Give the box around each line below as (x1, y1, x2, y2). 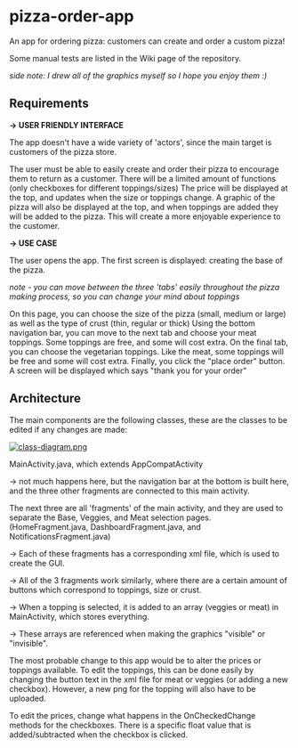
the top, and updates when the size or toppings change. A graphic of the (9, 191, 276, 202)
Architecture (9, 391, 82, 406)
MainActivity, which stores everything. (9, 611, 149, 622)
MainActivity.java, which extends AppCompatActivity (9, 459, 204, 469)
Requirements (9, 96, 89, 111)
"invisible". (9, 638, 49, 648)
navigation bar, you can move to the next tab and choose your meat (9, 327, 257, 337)
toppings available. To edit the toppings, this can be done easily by (9, 664, 254, 675)
